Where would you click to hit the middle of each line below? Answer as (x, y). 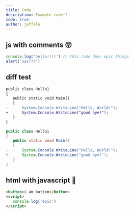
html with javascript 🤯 (41, 181)
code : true (17, 19)
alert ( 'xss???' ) (23, 61)
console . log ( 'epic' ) (34, 202)
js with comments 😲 (39, 45)
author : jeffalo (23, 24)
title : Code (18, 10)
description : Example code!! (37, 15)
